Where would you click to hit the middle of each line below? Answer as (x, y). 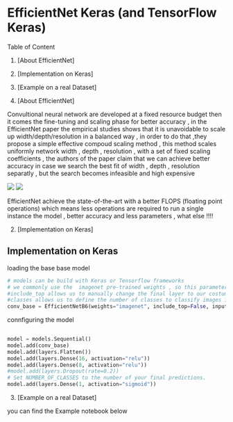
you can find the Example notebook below (67, 411)
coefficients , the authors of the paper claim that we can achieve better (109, 159)
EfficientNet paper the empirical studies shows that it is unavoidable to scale (116, 129)
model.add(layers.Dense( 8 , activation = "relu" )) (77, 365)
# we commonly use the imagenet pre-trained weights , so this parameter (118, 287)
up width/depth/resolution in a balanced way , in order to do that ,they (107, 136)
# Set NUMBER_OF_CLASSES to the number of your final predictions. (107, 378)
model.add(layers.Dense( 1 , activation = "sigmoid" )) (82, 384)
